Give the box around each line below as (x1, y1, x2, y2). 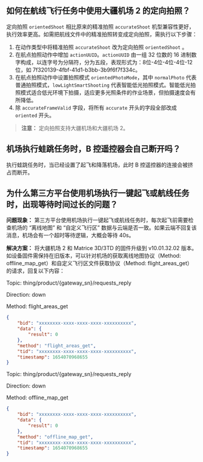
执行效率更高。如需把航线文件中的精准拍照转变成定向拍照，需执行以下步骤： (6, 30, 198, 38)
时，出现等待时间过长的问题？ (6, 199, 118, 210)
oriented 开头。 (15, 111, 55, 119)
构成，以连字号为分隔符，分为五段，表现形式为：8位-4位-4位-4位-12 (20, 58, 193, 65)
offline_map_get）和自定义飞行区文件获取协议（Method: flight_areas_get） (6, 260, 193, 267)
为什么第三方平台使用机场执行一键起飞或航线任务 (6, 188, 190, 199)
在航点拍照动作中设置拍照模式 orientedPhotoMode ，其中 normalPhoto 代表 (15, 73, 197, 81)
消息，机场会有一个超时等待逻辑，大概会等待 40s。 (6, 232, 135, 239)
